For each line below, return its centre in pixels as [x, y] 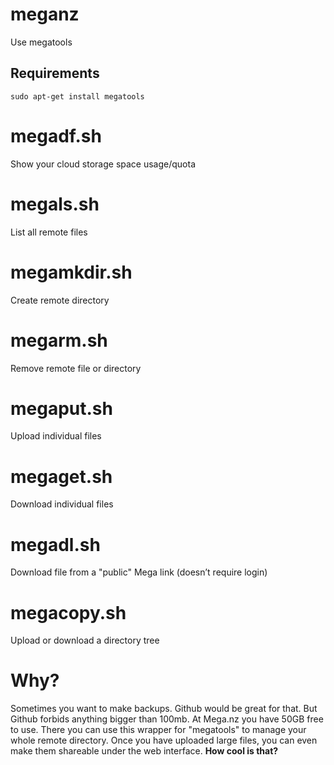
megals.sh [55, 204]
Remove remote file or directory [76, 368]
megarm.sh [59, 340]
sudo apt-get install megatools [77, 96]
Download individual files [62, 504]
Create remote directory [60, 300]
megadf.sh [56, 135]
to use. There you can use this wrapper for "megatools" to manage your [158, 730]
